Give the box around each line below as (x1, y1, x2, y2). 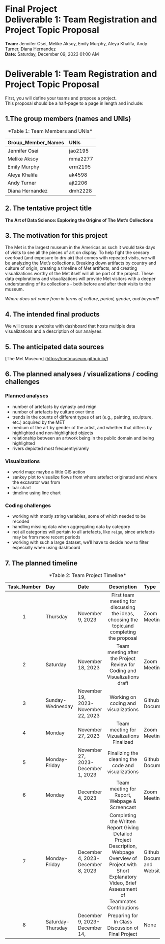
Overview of (109, 855, 137, 862)
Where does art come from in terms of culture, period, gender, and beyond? (5, 296, 159, 302)
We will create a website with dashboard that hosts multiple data (5, 323, 136, 329)
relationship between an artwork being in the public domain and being (12, 435, 154, 441)
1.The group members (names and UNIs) (5, 115, 131, 123)
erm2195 (69, 163, 91, 170)
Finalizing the (107, 750, 138, 756)
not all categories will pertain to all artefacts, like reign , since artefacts (12, 529, 155, 535)
